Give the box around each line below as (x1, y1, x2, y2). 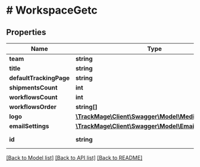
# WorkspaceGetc (6, 4, 98, 17)
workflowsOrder (9, 103, 57, 111)
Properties (6, 27, 46, 37)
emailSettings (9, 122, 49, 130)
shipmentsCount (9, 83, 58, 92)
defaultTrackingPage (9, 74, 70, 82)
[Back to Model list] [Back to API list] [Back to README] (6, 155, 143, 161)
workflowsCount (9, 93, 58, 101)
